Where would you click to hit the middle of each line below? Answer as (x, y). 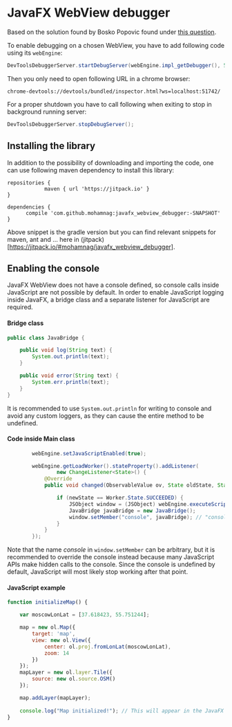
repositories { (29, 183)
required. (20, 307)
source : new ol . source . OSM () (74, 679)
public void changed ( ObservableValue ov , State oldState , (129, 485)
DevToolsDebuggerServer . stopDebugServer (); (71, 124)
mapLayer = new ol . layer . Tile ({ (66, 673)
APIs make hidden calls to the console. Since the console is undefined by (111, 564)
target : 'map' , (54, 634)
